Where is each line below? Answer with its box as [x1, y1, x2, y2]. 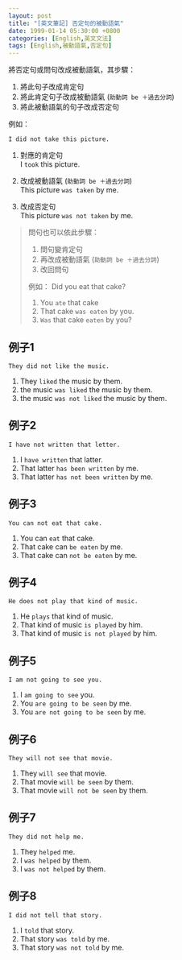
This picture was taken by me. [19, 185, 119, 195]
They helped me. [19, 846, 76, 856]
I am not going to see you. [8, 676, 103, 685]
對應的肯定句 [19, 151, 63, 160]
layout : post [8, 11, 52, 20]
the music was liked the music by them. [19, 384, 153, 395]
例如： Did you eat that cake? [27, 282, 126, 292]
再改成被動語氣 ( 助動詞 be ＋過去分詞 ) [39, 254, 159, 264]
